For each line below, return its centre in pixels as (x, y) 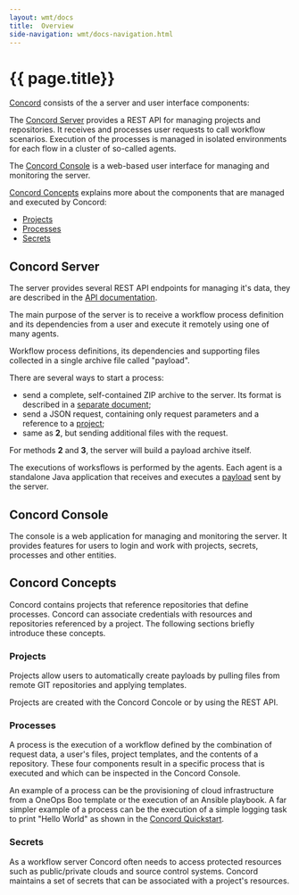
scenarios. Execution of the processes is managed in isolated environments (148, 139)
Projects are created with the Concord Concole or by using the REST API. (144, 702)
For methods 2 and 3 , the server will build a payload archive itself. (130, 451)
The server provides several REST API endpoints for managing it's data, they (150, 288)
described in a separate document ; (87, 405)
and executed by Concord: (58, 203)
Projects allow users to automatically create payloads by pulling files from (145, 675)
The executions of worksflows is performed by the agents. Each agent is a (146, 468)
